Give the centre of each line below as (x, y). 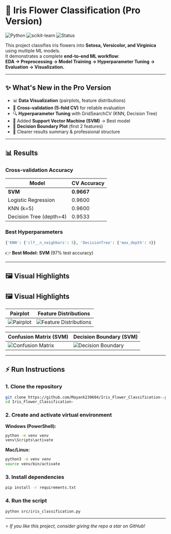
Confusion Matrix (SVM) (38, 337)
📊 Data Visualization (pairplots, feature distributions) (69, 100)
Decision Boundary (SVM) (106, 337)
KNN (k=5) (21, 209)
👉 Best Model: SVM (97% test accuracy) (49, 252)
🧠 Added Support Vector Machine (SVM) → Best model (72, 121)
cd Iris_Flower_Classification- (39, 402)
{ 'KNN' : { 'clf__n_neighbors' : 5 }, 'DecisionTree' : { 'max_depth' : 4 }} (81, 243)
